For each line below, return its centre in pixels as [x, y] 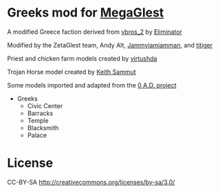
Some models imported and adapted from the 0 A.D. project [92, 85]
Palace [37, 135]
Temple [38, 120]
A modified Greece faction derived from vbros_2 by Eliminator [95, 32]
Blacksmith [43, 128]
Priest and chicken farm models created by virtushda [82, 58]
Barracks [40, 113]
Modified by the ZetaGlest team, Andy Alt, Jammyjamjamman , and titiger [110, 45]
